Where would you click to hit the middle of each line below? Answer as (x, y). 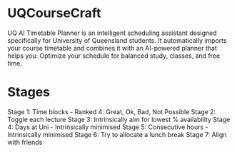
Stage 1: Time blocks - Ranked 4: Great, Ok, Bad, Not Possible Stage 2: (112, 111)
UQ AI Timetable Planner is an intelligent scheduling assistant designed (112, 33)
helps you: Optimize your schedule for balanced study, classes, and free (114, 56)
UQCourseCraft (54, 13)
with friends (25, 142)
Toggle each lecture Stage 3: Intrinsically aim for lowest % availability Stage (119, 119)
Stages (29, 92)
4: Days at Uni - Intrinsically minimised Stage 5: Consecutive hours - (108, 127)
